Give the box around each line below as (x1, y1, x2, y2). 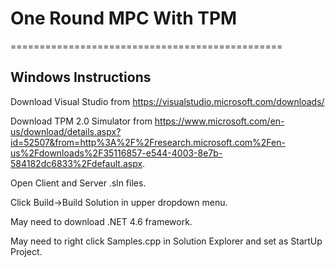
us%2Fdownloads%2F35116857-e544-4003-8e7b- (10, 147, 223, 159)
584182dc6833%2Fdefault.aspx (10, 157, 143, 169)
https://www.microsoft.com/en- (154, 115, 285, 127)
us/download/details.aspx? (10, 125, 122, 137)
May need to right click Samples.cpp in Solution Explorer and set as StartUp (10, 235, 323, 247)
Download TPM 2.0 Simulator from (10, 115, 153, 127)
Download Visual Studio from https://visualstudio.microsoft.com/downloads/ (10, 95, 325, 107)
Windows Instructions (10, 69, 152, 86)
